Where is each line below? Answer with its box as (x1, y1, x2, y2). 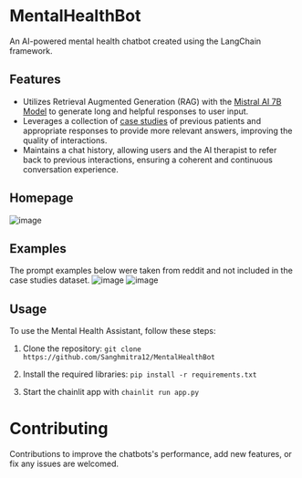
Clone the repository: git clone (22, 343, 141, 354)
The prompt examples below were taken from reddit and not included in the (9, 265, 294, 276)
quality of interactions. (22, 134, 108, 146)
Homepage (9, 191, 74, 206)
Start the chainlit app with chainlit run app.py (22, 387, 199, 398)
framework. (9, 45, 53, 56)
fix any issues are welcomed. (9, 458, 120, 470)
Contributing (9, 419, 109, 439)
